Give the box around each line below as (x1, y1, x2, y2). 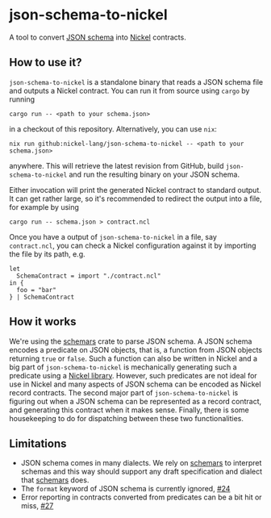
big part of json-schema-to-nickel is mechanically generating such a (9, 361, 237, 372)
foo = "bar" (16, 286, 57, 294)
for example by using (9, 202, 80, 211)
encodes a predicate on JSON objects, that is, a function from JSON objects (9, 345, 263, 354)
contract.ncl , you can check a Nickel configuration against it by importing (9, 240, 256, 250)
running (9, 94, 35, 104)
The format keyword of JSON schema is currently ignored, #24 (20, 484, 231, 494)
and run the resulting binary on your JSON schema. (69, 169, 240, 179)
